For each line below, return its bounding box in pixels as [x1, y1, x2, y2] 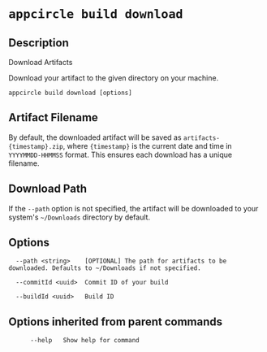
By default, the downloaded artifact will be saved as [8, 133, 182, 142]
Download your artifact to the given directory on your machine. [8, 73, 219, 83]
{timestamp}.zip [8, 142, 63, 150]
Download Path [8, 182, 88, 196]
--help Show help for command [29, 337, 140, 345]
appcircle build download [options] [8, 89, 132, 97]
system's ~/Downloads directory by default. [8, 212, 151, 222]
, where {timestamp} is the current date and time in [62, 141, 233, 150]
